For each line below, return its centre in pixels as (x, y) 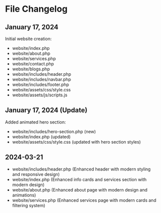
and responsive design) (36, 174)
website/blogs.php (31, 69)
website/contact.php (33, 64)
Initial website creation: (28, 39)
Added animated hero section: (35, 122)
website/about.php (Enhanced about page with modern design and (80, 190)
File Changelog (36, 9)
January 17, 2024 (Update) (46, 110)
